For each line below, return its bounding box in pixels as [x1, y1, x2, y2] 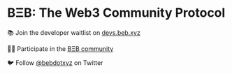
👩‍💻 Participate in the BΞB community [7, 44, 114, 53]
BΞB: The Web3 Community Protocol [7, 5, 226, 21]
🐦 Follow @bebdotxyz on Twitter [7, 58, 103, 67]
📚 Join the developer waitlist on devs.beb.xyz [7, 28, 141, 36]
